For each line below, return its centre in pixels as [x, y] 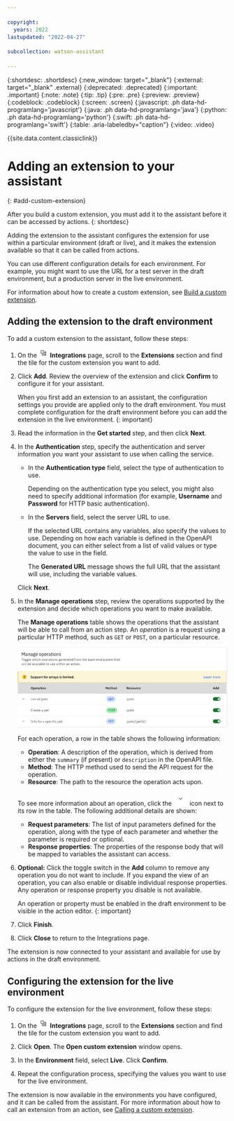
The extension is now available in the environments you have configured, [112, 1095]
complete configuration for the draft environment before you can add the [122, 412]
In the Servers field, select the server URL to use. [99, 517]
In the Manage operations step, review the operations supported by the [121, 601]
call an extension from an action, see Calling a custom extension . [101, 1110]
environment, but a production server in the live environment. [95, 278]
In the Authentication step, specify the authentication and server [111, 446]
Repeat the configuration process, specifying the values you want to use [122, 1074]
